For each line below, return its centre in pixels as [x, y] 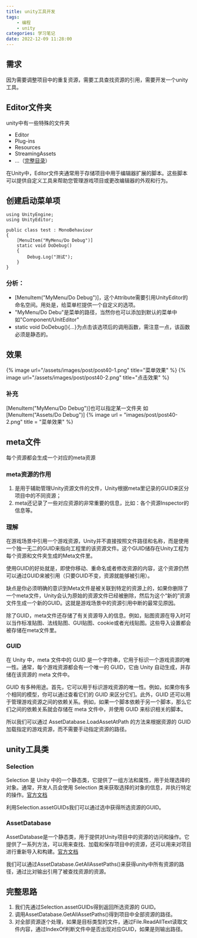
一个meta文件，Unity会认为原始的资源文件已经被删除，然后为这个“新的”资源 [98, 596]
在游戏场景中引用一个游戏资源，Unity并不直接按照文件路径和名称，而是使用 [98, 541]
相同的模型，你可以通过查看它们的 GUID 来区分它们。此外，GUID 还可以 [98, 694]
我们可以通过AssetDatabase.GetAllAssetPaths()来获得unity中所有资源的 [93, 864]
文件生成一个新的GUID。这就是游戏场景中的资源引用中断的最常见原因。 [92, 603]
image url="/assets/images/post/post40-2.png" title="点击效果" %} [88, 377]
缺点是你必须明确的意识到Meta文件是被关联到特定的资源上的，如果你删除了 [97, 589]
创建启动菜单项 [33, 201]
